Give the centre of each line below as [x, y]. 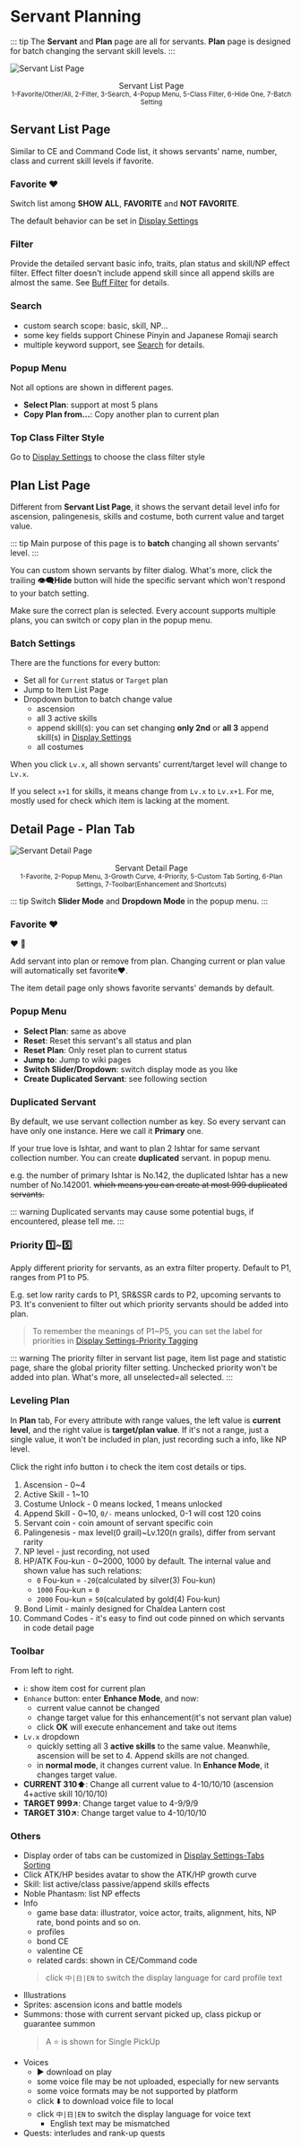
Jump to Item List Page [66, 690]
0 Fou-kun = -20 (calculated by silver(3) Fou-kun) [126, 1580]
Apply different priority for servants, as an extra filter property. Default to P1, [151, 1268]
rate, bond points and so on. [89, 1923]
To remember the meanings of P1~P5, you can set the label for [147, 1331]
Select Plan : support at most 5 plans [90, 405]
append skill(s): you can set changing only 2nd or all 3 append [152, 728]
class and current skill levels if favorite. [82, 161]
